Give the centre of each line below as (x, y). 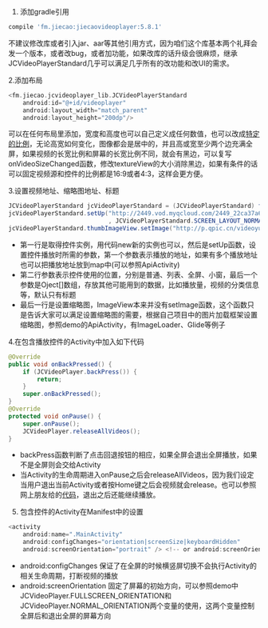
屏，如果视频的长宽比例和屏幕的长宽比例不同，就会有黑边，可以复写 (120, 154)
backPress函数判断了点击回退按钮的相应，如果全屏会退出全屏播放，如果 (138, 455)
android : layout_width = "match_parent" (85, 110)
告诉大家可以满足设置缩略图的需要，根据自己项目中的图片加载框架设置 (142, 314)
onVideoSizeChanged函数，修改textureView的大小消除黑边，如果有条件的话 (133, 164)
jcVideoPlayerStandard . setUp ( (59, 214)
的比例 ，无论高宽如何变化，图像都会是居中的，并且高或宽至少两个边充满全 (130, 144)
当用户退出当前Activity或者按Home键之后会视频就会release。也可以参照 (138, 485)
